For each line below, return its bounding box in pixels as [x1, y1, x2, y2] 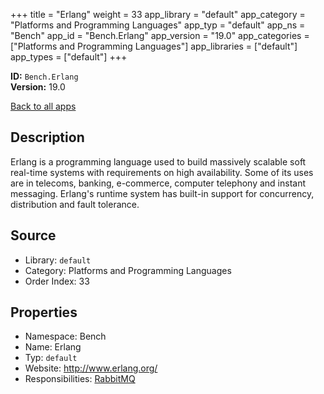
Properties [10, 304, 78, 321]
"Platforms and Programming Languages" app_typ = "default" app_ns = [10, 19, 306, 31]
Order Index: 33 [24, 275, 90, 287]
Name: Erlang [24, 341, 82, 353]
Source [10, 227, 57, 244]
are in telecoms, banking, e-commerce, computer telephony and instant [10, 177, 307, 189]
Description [10, 129, 85, 146]
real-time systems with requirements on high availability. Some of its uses [10, 166, 314, 178]
